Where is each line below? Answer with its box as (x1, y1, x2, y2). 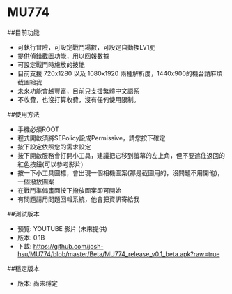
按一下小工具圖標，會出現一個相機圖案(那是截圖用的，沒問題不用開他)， (17, 168, 224, 177)
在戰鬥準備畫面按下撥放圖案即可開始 (17, 186, 122, 194)
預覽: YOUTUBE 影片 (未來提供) (17, 224, 108, 233)
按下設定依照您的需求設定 (17, 142, 91, 151)
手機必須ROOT (17, 125, 59, 133)
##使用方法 (7, 110, 40, 119)
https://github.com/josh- (33, 242, 104, 250)
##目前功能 (7, 28, 40, 36)
